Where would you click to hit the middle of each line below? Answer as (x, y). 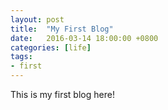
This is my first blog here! (62, 94)
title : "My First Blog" (62, 29)
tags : (21, 57)
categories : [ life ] (51, 47)
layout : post (37, 19)
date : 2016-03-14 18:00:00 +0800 (84, 38)
